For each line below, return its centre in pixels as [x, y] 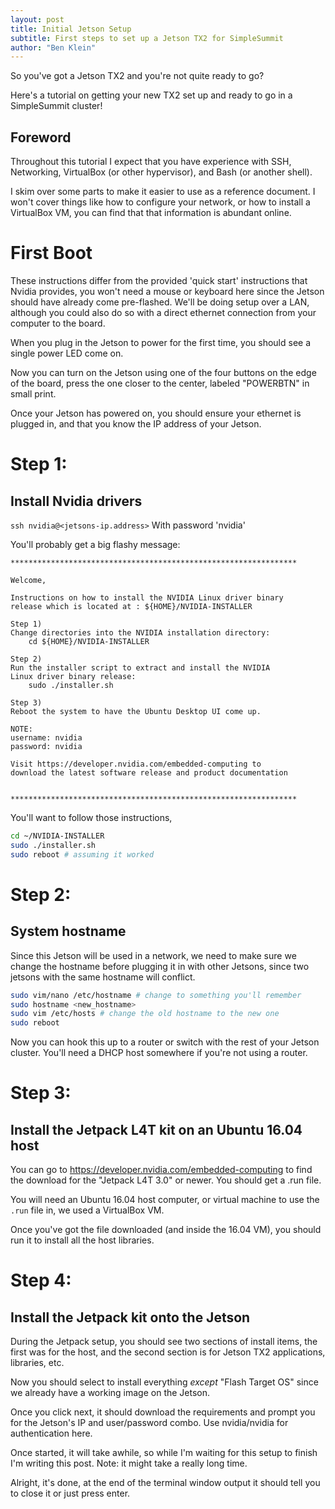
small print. [33, 394]
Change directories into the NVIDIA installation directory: [140, 633]
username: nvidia [46, 738]
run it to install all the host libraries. [82, 1240]
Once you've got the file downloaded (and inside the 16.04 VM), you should [166, 1230]
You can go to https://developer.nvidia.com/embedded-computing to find [161, 1170]
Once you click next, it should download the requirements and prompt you [163, 1412]
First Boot [51, 253]
